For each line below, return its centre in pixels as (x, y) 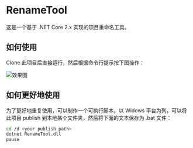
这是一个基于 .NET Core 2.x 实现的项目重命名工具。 (68, 27)
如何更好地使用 (33, 95)
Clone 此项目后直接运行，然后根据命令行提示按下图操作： (75, 63)
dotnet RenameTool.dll (34, 134)
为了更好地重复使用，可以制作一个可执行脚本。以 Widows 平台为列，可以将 (96, 110)
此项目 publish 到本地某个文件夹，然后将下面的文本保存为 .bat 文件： (89, 118)
